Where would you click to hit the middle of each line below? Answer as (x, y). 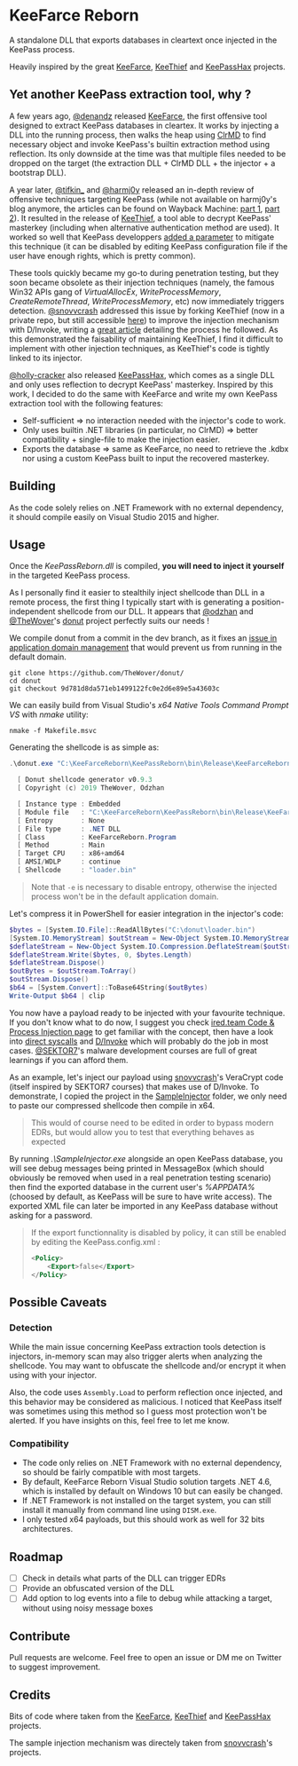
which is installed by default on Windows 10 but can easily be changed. (153, 1491)
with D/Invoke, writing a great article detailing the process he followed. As (144, 329)
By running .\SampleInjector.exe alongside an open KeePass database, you (146, 1158)
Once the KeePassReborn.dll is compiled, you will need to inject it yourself (147, 566)
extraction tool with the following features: (86, 403)
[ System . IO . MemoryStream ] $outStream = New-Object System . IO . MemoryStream (150, 938)
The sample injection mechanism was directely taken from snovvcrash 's (141, 1742)
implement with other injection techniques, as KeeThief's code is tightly (140, 348)
